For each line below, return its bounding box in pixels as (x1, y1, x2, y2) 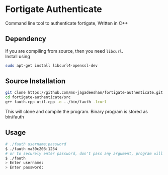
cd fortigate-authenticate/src (5, 95, 71, 100)
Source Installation (5, 77, 66, 86)
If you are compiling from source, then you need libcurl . (5, 48, 124, 54)
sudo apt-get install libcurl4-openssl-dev (5, 63, 98, 68)
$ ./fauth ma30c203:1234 (5, 146, 57, 151)
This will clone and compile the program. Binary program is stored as (5, 109, 148, 115)
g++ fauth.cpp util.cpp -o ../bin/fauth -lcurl (5, 99, 107, 105)
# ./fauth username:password (5, 141, 66, 146)
